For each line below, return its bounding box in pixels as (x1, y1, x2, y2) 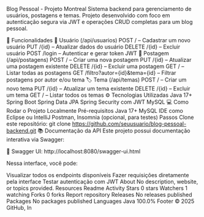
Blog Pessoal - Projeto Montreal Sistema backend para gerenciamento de (6, 6, 192, 12)
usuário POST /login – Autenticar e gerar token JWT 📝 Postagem (6, 50, 170, 57)
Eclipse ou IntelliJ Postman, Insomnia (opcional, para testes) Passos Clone (6, 113, 194, 121)
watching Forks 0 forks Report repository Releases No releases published (6, 191, 192, 198)
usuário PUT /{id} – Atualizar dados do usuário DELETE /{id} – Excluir (6, 43, 181, 50)
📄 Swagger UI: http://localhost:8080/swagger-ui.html (6, 148, 141, 155)
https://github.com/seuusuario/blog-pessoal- (72, 120, 187, 128)
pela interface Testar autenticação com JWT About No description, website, (6, 178, 198, 185)
